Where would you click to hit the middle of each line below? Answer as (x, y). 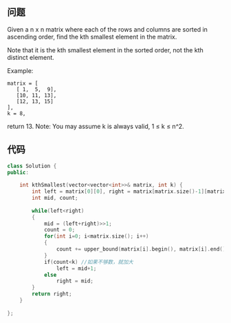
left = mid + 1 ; (76, 268)
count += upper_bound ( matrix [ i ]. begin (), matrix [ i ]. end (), (142, 249)
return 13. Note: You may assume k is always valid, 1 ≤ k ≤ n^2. (96, 126)
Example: (20, 70)
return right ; (52, 294)
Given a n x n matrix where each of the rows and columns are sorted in (108, 29)
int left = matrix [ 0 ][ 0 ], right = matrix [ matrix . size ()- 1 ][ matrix (129, 191)
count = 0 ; (59, 230)
